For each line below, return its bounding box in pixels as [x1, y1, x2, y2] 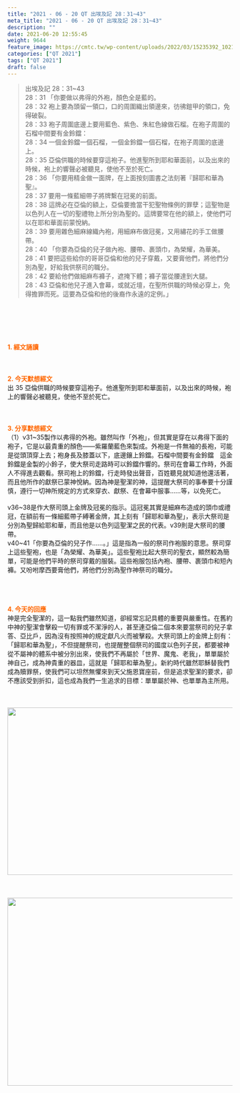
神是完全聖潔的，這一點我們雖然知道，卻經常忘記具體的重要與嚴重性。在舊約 [7, 614, 233, 622]
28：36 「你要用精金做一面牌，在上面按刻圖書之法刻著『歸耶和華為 [24, 173, 224, 182]
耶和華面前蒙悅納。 [37, 218, 94, 226]
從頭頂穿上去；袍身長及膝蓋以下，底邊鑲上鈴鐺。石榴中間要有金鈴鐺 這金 [13, 451, 233, 459]
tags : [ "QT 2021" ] [7, 57, 62, 64]
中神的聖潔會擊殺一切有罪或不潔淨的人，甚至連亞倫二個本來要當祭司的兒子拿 [7, 622, 233, 631]
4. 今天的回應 [7, 604, 46, 613]
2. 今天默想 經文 [7, 374, 53, 383]
